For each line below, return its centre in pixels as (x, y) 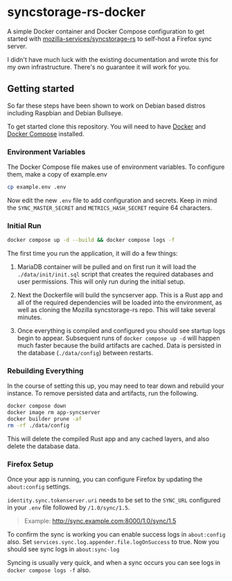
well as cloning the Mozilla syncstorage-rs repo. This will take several (116, 310)
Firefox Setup (30, 464)
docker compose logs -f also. (49, 570)
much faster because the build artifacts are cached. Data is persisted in (119, 345)
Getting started (41, 89)
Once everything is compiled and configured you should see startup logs (121, 331)
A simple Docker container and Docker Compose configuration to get (106, 31)
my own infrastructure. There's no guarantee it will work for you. (99, 67)
